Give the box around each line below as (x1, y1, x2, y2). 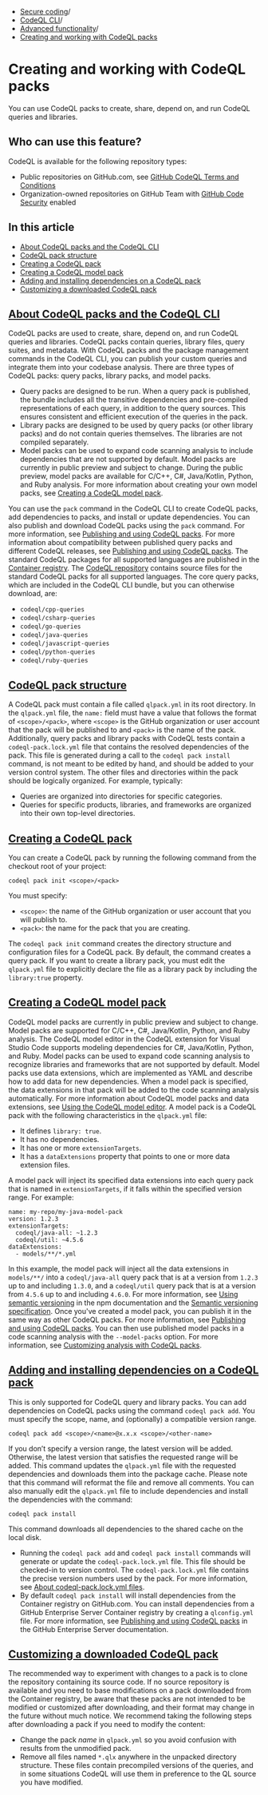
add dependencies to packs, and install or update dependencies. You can (8, 512, 250, 522)
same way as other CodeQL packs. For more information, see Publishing (8, 1315, 246, 1324)
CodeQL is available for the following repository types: (8, 156, 187, 166)
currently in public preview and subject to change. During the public (19, 463, 243, 472)
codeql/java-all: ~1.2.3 (15, 1228, 98, 1237)
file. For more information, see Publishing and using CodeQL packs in (19, 1616, 248, 1626)
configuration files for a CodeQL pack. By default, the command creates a (8, 947, 251, 957)
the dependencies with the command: (8, 1495, 133, 1504)
